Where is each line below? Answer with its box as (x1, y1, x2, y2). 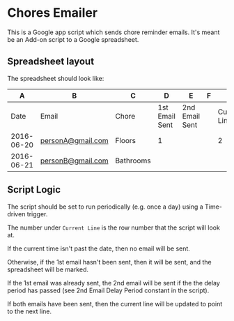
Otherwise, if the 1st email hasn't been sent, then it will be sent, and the (7, 257, 212, 266)
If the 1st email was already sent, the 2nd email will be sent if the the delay (7, 278, 221, 287)
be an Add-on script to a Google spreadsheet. (7, 35, 139, 43)
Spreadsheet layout (7, 56, 95, 68)
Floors (115, 135, 136, 145)
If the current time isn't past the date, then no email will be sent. (7, 244, 190, 253)
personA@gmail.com (40, 135, 109, 145)
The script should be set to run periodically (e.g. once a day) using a (7, 202, 203, 211)
